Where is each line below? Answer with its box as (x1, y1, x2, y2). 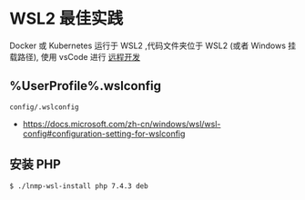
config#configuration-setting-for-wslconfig (22, 128, 186, 139)
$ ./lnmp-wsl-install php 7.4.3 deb (9, 181, 148, 191)
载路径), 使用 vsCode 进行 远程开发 (9, 51, 141, 62)
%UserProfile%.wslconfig (9, 78, 162, 94)
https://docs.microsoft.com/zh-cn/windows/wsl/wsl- (22, 118, 221, 129)
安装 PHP (9, 156, 61, 173)
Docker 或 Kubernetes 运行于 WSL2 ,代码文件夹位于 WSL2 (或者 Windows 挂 (9, 40, 297, 51)
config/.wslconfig (9, 102, 79, 112)
